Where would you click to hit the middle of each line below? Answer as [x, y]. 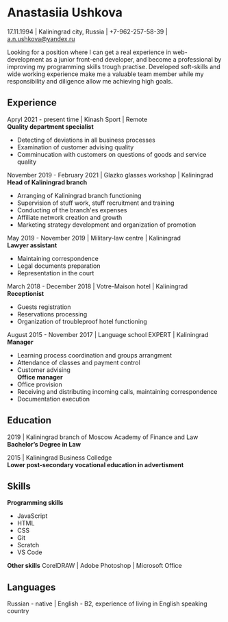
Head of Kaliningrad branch [47, 182]
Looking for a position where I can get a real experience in [89, 52]
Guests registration [44, 307]
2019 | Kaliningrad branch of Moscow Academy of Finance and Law [103, 437]
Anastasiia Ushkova [65, 13]
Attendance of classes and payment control [78, 362]
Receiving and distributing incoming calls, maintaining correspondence [117, 391]
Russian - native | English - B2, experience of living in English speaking [107, 604]
